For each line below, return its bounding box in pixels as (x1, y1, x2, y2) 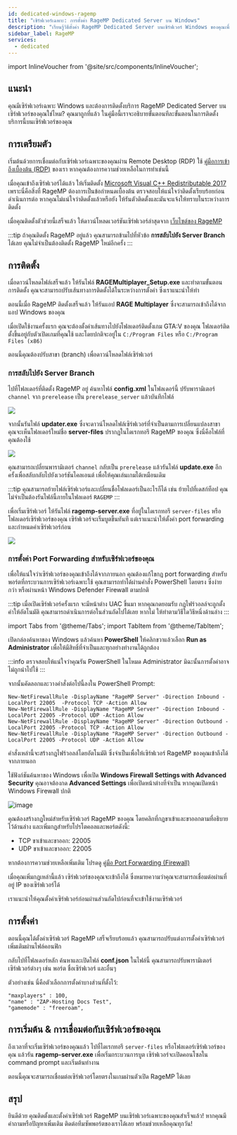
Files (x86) (8, 338, 43, 345)
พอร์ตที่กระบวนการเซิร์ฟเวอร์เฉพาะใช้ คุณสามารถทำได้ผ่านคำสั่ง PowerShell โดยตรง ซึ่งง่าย (8, 578, 222, 587)
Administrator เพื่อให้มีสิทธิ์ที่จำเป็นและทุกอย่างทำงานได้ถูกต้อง (8, 644, 160, 652)
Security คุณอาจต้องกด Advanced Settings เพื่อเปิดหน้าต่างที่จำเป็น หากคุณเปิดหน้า (8, 779, 218, 787)
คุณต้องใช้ (8, 435, 31, 444)
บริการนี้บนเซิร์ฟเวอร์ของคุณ (8, 117, 72, 125)
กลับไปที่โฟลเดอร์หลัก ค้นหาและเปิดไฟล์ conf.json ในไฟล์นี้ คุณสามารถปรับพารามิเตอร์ (8, 955, 212, 965)
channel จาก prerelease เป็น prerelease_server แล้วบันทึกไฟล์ (8, 392, 174, 401)
